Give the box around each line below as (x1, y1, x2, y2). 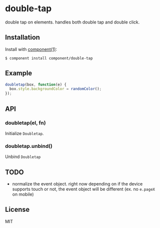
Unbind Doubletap (5, 154, 41, 160)
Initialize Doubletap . (5, 130, 44, 136)
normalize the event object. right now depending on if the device (12, 181, 143, 186)
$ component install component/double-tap (5, 56, 93, 61)
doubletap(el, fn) (5, 119, 46, 126)
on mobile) (12, 191, 34, 197)
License (5, 205, 30, 214)
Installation (5, 33, 40, 42)
